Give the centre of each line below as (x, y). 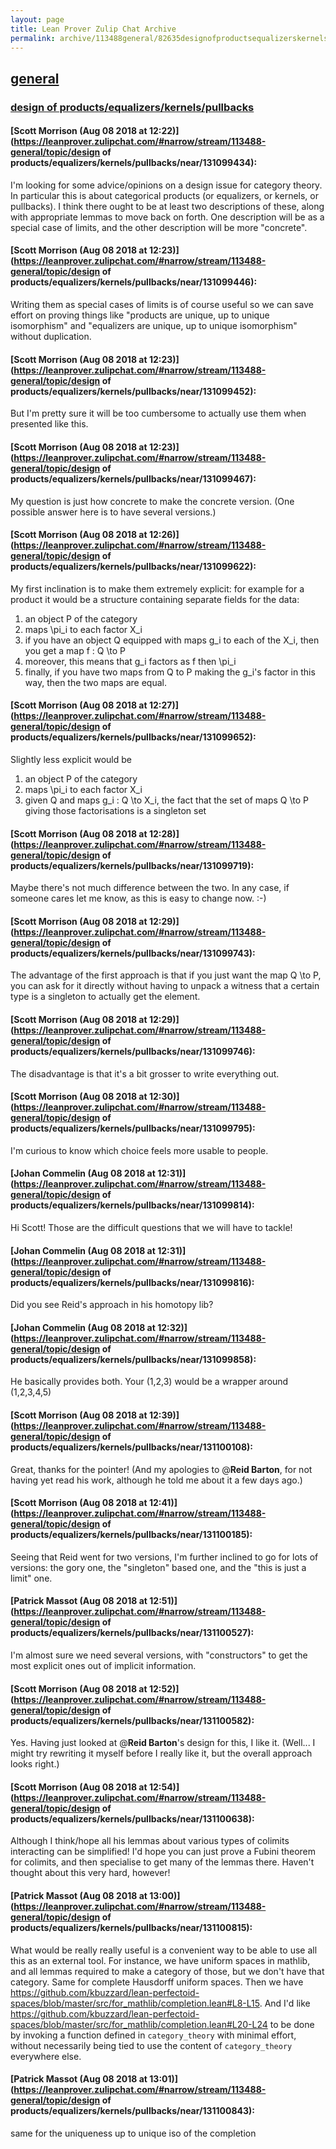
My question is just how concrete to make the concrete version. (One (152, 501)
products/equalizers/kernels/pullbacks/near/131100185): (131, 1535)
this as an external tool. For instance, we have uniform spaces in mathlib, (160, 1960)
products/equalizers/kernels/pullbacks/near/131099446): (134, 282)
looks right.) (35, 1764)
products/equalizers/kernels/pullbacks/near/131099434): (134, 163)
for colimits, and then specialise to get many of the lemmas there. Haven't (162, 1862)
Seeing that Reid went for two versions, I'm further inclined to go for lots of (164, 1557)
